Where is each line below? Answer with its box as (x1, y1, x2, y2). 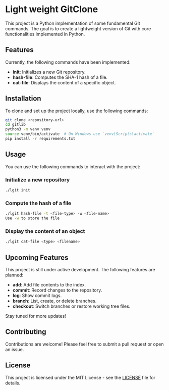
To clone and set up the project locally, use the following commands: (5, 108, 148, 114)
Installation (5, 94, 41, 103)
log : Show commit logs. (12, 292, 62, 299)
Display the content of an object (5, 227, 85, 234)
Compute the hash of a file (5, 200, 72, 207)
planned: (5, 272, 24, 278)
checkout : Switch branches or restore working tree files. (12, 303, 131, 309)
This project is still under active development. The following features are (5, 266, 155, 272)
